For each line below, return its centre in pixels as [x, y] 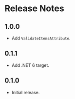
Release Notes [34, 9]
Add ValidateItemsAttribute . [41, 38]
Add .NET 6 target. [30, 65]
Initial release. [26, 92]
